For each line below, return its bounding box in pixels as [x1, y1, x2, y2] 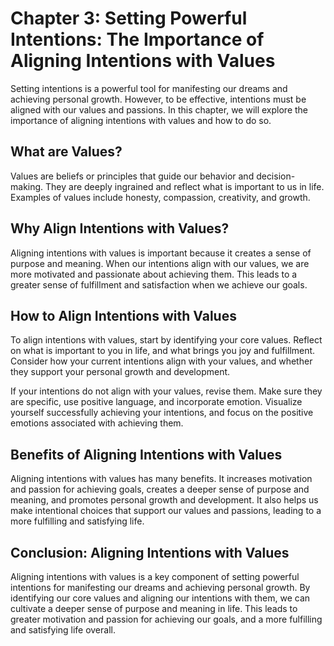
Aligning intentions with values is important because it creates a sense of [10, 247, 312, 259]
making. [10, 180, 44, 192]
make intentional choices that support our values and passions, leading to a [10, 505, 322, 517]
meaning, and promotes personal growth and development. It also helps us [10, 494, 319, 506]
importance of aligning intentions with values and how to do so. [10, 114, 272, 126]
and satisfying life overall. [10, 624, 116, 636]
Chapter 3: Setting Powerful [10, 7, 248, 30]
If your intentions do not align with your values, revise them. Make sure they [10, 385, 323, 397]
